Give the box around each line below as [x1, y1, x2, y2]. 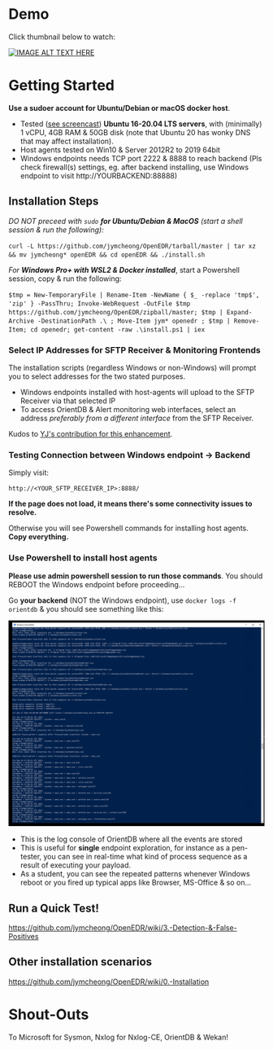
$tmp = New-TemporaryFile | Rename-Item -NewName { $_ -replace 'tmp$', [8, 291, 260, 299]
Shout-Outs [8, 1005, 89, 1023]
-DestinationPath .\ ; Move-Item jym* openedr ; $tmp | [37, 317, 231, 325]
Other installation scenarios [8, 955, 153, 969]
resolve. [8, 507, 37, 517]
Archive [8, 317, 35, 325]
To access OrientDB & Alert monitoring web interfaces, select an [19, 404, 236, 414]
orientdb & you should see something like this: [8, 604, 164, 613]
